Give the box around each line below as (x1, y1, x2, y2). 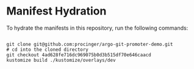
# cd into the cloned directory (6, 47, 88, 53)
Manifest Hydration (6, 4, 107, 18)
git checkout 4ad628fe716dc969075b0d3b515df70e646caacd (6, 51, 151, 58)
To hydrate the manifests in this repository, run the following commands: (6, 24, 189, 31)
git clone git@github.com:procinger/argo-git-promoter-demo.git (6, 41, 173, 47)
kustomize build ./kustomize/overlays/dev (6, 57, 116, 63)
